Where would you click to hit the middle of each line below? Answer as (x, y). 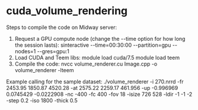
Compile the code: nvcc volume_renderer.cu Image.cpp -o (86, 64)
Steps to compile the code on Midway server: (62, 27)
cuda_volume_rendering (67, 11)
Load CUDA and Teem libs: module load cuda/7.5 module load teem (97, 57)
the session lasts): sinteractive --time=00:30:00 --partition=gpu (93, 45)
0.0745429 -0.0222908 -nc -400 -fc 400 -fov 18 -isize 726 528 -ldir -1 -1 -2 (99, 94)
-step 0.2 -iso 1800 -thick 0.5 (42, 100)
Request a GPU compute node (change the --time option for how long (100, 38)
